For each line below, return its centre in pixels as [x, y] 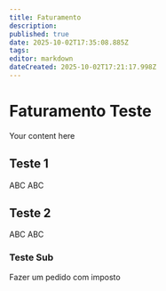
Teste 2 [30, 213]
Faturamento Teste [81, 111]
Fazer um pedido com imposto [65, 277]
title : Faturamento [45, 17]
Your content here [42, 135]
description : [33, 26]
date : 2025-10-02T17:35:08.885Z [69, 42]
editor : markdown [41, 59]
